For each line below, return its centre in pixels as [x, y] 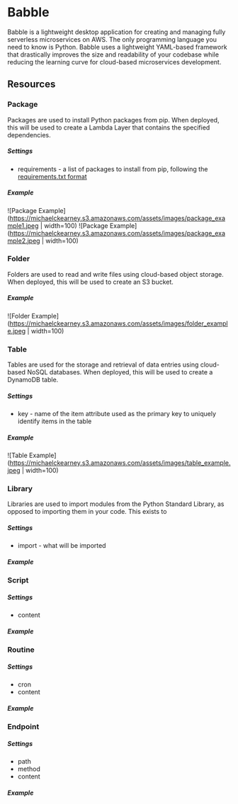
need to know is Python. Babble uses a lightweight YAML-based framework [118, 47]
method [29, 769]
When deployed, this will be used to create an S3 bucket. [90, 282]
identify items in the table [55, 421]
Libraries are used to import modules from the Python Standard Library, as [116, 504]
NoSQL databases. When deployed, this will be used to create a [120, 372]
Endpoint [23, 727]
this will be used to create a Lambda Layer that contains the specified [109, 127]
